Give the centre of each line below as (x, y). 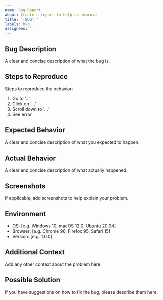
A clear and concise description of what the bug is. (58, 61)
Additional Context (35, 252)
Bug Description (31, 49)
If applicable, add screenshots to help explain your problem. (67, 198)
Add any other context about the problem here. (54, 264)
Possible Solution (33, 280)
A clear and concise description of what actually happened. (66, 170)
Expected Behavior (35, 130)
